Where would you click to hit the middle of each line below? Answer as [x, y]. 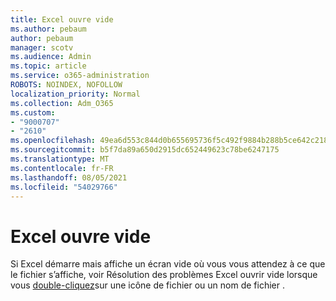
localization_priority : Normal [75, 94]
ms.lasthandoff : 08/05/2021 [69, 177]
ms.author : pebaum [48, 29]
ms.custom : [33, 112]
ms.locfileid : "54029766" [64, 187]
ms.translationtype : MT [60, 159]
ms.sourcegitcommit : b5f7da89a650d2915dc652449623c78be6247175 [145, 150]
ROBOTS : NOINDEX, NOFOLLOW [66, 85]
